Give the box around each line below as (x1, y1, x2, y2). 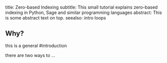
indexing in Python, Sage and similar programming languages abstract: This (5, 9, 162, 15)
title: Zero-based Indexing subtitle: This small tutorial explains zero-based (5, 4, 158, 10)
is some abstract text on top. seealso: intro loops (5, 15, 107, 20)
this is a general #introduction (5, 42, 67, 48)
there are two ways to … (5, 52, 55, 58)
